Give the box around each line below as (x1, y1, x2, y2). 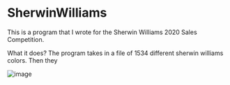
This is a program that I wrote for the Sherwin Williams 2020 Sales (7, 28, 197, 36)
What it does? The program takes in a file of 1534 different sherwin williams (7, 49, 224, 57)
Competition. (7, 35, 45, 43)
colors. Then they (7, 56, 58, 64)
